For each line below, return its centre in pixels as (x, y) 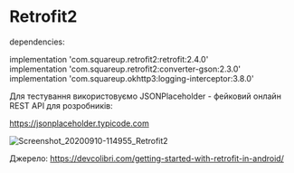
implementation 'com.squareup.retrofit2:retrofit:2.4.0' (109, 59)
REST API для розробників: (61, 105)
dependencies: (37, 42)
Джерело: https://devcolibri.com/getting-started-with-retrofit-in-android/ (147, 158)
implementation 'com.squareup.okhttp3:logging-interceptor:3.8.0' (132, 78)
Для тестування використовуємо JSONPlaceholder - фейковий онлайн (146, 96)
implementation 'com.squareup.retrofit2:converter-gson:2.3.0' (125, 69)
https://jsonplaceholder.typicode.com (79, 123)
